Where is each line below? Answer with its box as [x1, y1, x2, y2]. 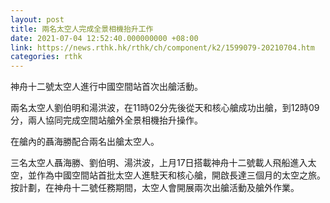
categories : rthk [10, 52, 83, 62]
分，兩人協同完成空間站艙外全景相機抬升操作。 [10, 114, 203, 126]
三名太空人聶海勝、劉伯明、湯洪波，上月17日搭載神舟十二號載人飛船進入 [10, 157, 308, 169]
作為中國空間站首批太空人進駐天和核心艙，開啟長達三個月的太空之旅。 [36, 169, 326, 181]
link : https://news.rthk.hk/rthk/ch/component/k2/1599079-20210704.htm [10, 42, 315, 53]
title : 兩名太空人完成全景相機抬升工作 [10, 24, 154, 34]
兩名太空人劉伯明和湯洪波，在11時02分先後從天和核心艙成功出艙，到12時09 [10, 102, 320, 114]
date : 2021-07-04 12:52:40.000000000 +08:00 [10, 33, 199, 43]
